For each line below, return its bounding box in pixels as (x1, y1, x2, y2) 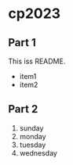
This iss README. (8, 56, 66, 66)
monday (19, 131, 46, 141)
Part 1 (8, 36, 37, 49)
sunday (19, 123, 44, 133)
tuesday (19, 140, 46, 149)
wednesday (19, 148, 57, 157)
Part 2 (8, 102, 38, 116)
